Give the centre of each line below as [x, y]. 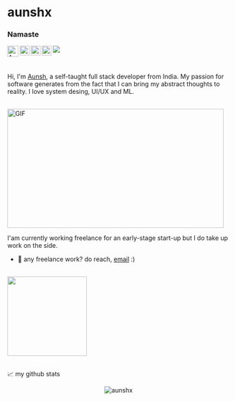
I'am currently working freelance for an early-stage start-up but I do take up [117, 238]
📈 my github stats [34, 374]
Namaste [23, 35]
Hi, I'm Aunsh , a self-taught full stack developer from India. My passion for [116, 77]
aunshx [30, 12]
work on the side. [32, 246]
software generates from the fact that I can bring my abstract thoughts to [114, 84]
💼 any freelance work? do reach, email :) [76, 259]
